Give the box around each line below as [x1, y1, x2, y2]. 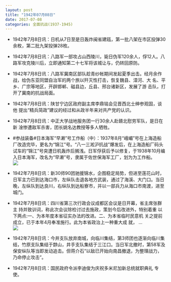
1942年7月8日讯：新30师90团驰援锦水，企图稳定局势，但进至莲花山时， [12, 170, 164, 176]
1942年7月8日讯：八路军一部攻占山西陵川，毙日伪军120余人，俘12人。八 [12, 54, 165, 60]
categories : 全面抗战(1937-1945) [5, 21, 73, 27]
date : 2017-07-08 [5, 17, 42, 22]
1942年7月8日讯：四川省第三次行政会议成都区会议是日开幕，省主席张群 [12, 200, 162, 207]
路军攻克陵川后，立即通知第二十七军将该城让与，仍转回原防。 [12, 60, 142, 66]
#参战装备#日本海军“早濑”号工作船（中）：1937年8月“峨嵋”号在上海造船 [12, 135, 162, 141]
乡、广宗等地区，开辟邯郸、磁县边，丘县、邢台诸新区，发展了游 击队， [12, 84, 161, 90]
